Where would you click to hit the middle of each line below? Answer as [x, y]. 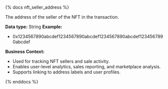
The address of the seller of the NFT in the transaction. [62, 17]
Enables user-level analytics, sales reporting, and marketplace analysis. [87, 67]
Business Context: [25, 52]
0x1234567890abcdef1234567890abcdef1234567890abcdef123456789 [88, 36]
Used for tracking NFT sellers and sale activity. [61, 61]
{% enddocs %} [22, 82]
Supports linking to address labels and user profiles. [66, 72]
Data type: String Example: [34, 27]
